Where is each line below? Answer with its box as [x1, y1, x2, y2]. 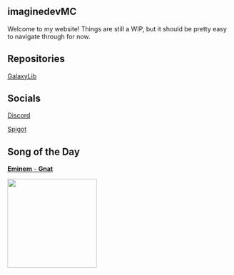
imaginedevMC [7, 6, 77, 18]
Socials [7, 93, 41, 105]
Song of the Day [7, 145, 81, 157]
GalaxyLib [7, 71, 37, 81]
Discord [7, 111, 31, 120]
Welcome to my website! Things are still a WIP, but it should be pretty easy [7, 24, 227, 33]
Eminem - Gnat [7, 165, 54, 173]
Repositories [7, 53, 66, 65]
